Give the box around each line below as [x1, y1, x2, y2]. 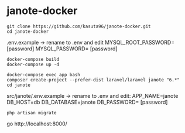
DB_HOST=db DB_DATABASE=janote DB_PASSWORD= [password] [6, 98, 168, 105]
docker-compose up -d [6, 62, 60, 67]
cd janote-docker [6, 28, 49, 35]
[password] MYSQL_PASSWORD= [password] [6, 45, 118, 52]
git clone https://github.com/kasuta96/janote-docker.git [6, 23, 151, 29]
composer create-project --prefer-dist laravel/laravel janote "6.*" [6, 77, 180, 83]
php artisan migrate [6, 110, 57, 115]
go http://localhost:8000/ [6, 120, 68, 127]
